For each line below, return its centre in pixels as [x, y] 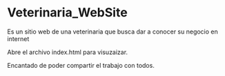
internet [18, 38]
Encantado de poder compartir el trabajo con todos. [81, 65]
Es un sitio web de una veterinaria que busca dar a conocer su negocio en [113, 31]
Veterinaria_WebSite [67, 13]
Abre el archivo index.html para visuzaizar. [68, 52]
